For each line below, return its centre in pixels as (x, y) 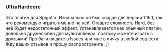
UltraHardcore (23, 7)
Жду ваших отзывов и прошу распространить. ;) (57, 44)
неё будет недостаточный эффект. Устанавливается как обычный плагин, (84, 28)
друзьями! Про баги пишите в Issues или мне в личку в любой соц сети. (82, 39)
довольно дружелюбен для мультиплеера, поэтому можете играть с (79, 34)
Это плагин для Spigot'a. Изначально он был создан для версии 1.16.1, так (84, 18)
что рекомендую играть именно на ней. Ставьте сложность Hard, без (80, 23)
